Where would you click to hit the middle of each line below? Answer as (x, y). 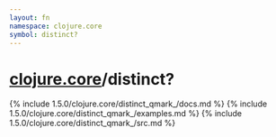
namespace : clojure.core (56, 26)
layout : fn (30, 18)
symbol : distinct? (44, 34)
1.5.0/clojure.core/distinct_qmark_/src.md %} (93, 123)
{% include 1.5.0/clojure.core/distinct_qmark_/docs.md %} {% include (138, 104)
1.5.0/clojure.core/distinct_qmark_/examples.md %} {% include (126, 114)
